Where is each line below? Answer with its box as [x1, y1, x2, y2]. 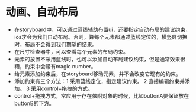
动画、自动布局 [5, 5, 79, 19]
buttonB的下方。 [14, 100, 54, 107]
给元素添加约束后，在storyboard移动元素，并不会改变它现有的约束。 [14, 70, 182, 77]
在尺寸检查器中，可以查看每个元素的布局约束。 [14, 48, 128, 55]
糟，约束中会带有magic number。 [14, 62, 97, 70]
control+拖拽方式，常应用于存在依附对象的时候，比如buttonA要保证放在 [14, 92, 189, 99]
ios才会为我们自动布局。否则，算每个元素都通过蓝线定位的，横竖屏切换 [14, 33, 188, 40]
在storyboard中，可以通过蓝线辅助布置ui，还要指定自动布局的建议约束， [14, 26, 191, 33]
